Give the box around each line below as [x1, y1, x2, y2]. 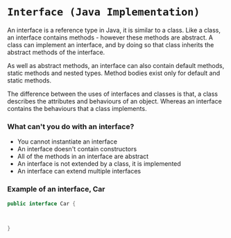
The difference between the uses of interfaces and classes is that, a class [7, 90, 219, 98]
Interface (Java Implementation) [7, 6, 200, 19]
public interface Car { [7, 200, 76, 207]
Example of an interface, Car [7, 185, 105, 194]
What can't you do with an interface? [7, 121, 135, 131]
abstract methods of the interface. [7, 48, 105, 56]
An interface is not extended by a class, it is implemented [17, 160, 182, 168]
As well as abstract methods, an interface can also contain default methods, [7, 61, 225, 69]
